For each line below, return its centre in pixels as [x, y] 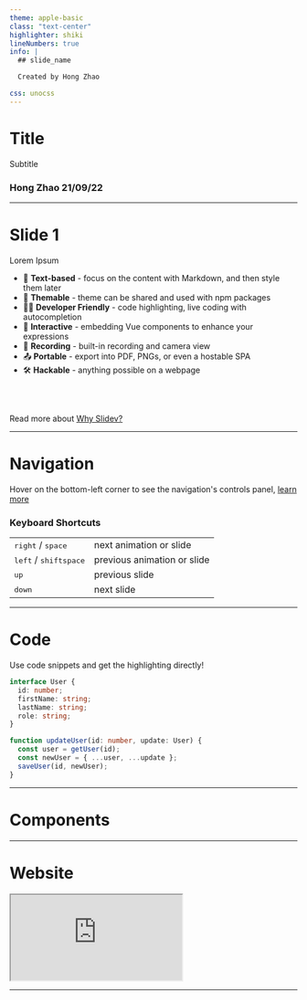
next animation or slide [143, 545]
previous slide [124, 574]
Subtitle [24, 163]
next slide [115, 590]
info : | [24, 52]
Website [42, 873]
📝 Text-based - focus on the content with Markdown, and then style [151, 278]
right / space [41, 545]
